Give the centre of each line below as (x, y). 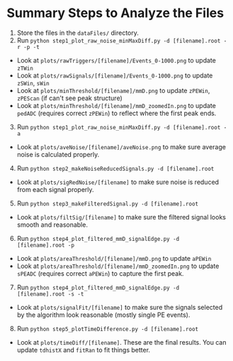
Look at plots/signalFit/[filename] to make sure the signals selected (120, 307)
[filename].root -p (46, 245)
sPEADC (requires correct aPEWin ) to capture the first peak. (100, 273)
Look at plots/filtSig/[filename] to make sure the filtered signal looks (121, 217)
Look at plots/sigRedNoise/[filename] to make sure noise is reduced (118, 182)
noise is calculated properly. (58, 154)
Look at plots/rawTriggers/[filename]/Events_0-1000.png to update (116, 60)
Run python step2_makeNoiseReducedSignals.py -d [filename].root (115, 168)
